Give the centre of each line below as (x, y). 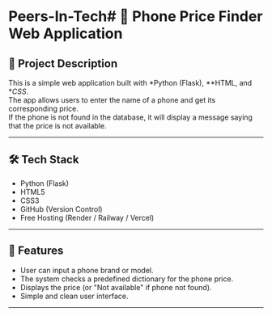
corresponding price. (44, 109)
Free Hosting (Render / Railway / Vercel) (87, 217)
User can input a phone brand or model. (87, 270)
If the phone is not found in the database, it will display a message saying (131, 117)
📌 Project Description (63, 63)
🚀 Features (36, 251)
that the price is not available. (57, 126)
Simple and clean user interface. (74, 296)
